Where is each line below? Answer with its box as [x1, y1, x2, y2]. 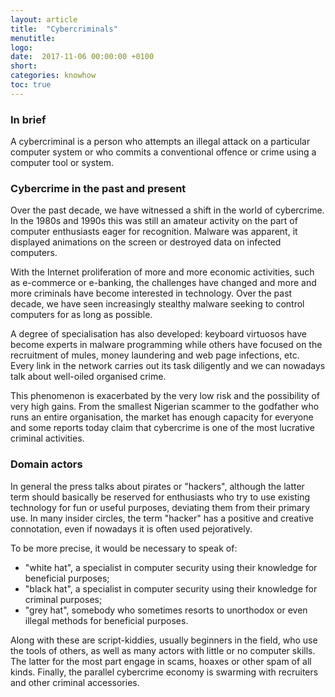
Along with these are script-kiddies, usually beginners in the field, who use [10, 634, 318, 646]
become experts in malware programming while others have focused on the [10, 339, 323, 351]
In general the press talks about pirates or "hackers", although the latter [10, 480, 305, 492]
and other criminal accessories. [10, 676, 140, 688]
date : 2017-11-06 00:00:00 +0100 [10, 52, 155, 62]
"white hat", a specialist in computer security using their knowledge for [24, 561, 318, 573]
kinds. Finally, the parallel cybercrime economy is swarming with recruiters [10, 666, 319, 678]
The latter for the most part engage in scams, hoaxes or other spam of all [10, 655, 312, 667]
